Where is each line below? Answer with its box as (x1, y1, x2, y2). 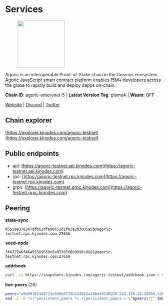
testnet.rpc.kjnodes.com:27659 (5, 254, 70, 259)
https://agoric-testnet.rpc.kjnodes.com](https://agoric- (23, 173, 137, 179)
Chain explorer (5, 116, 52, 125)
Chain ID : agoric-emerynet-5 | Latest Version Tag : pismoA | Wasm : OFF (5, 92, 155, 98)
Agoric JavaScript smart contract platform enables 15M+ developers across (5, 77, 161, 83)
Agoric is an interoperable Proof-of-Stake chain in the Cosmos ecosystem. (5, 71, 159, 77)
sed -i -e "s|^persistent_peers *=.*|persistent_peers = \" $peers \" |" (5, 296, 155, 301)
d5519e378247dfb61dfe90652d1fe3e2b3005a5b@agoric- (5, 227, 113, 232)
